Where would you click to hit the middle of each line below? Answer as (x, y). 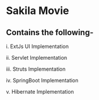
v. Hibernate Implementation (40, 92)
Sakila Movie (38, 11)
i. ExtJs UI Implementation (37, 46)
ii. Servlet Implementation (37, 58)
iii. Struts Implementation (36, 69)
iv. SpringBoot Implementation (42, 80)
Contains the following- (50, 32)
